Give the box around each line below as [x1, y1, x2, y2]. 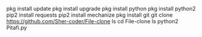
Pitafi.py [6, 24, 27, 31]
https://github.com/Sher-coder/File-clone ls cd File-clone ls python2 [6, 18, 179, 24]
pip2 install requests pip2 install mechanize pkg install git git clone [6, 11, 173, 18]
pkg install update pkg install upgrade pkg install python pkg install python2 [6, 5, 197, 12]
